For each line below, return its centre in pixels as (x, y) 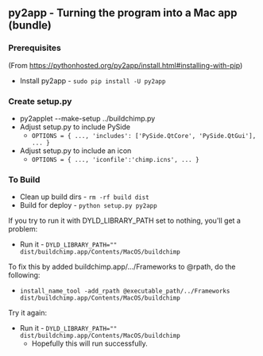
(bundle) (30, 26)
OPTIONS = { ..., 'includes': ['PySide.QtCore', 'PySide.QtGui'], (144, 136)
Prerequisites (35, 48)
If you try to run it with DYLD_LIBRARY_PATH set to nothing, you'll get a (124, 220)
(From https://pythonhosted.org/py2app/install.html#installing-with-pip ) (126, 65)
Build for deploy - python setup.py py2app (88, 205)
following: (24, 275)
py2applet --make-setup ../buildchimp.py (87, 118)
